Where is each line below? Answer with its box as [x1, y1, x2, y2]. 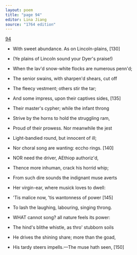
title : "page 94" [5, 12, 42, 17]
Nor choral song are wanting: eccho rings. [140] [12, 145, 114, 151]
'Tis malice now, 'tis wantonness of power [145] [12, 195, 113, 201]
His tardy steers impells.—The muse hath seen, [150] [12, 244, 124, 250]
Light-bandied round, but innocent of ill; [12, 135, 97, 141]
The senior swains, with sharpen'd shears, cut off [12, 75, 118, 82]
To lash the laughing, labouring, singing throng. [12, 204, 112, 210]
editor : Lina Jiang [5, 17, 47, 22]
